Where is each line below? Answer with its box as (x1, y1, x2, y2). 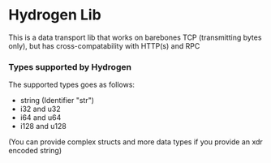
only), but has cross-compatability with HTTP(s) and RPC (8, 41, 200, 50)
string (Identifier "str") (19, 96, 95, 105)
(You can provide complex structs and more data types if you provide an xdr (8, 137, 264, 147)
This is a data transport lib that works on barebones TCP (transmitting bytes (8, 32, 262, 42)
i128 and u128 (19, 122, 67, 131)
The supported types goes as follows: (8, 79, 135, 90)
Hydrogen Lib (8, 6, 101, 24)
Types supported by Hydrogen (8, 61, 132, 72)
